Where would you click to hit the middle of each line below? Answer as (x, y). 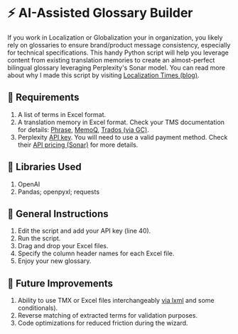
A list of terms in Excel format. (62, 114)
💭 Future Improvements (60, 283)
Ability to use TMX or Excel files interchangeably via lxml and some (116, 301)
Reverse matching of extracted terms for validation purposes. (107, 316)
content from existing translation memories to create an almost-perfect (111, 60)
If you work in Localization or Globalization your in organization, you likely (115, 37)
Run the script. (39, 238)
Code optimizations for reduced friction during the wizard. (103, 323)
